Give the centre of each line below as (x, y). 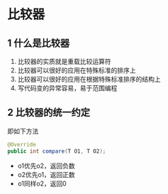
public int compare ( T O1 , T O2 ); (57, 151)
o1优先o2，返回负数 (46, 166)
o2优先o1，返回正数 (46, 174)
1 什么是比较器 (39, 43)
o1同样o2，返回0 (42, 183)
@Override (22, 144)
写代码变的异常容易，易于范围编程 (67, 88)
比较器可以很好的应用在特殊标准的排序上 (77, 70)
